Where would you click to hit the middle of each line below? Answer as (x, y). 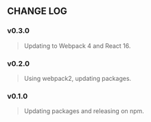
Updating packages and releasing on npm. (84, 111)
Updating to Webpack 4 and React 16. (77, 46)
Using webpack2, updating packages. (78, 78)
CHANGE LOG (37, 11)
